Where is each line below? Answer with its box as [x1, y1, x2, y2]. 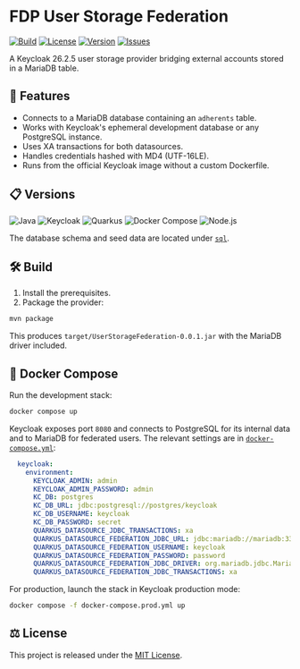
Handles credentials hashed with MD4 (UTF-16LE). [21, 150, 210, 161]
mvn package [9, 315, 54, 324]
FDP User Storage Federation [9, 6, 229, 27]
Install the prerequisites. [21, 288, 112, 299]
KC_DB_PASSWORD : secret [32, 518, 122, 527]
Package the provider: [21, 297, 104, 308]
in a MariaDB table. [9, 63, 79, 73]
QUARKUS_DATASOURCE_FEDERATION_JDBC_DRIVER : [32, 559, 202, 569]
